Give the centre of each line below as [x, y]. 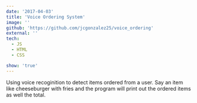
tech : [13, 39]
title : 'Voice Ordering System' [46, 17]
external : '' [22, 33]
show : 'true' [22, 66]
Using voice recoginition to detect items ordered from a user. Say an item [95, 82]
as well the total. [26, 95]
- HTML [19, 50]
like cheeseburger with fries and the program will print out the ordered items [98, 88]
